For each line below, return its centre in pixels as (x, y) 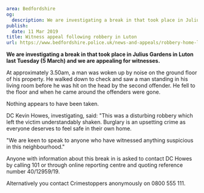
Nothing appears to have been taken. (53, 104)
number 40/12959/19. (33, 172)
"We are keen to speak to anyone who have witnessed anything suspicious (100, 141)
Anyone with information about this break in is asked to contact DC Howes (99, 159)
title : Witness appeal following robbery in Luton (72, 37)
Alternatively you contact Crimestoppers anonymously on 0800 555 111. (96, 183)
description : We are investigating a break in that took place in (97, 20)
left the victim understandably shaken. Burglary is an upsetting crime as (96, 122)
